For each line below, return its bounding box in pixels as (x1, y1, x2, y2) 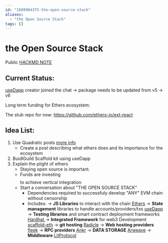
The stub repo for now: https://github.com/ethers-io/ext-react (5, 112, 133, 117)
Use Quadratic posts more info (12, 139, 76, 145)
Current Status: (5, 73, 55, 82)
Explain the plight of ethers (12, 160, 69, 166)
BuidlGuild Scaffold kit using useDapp (12, 155, 91, 161)
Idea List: (5, 126, 35, 135)
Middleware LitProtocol (27, 232, 77, 238)
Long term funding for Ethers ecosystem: (5, 102, 90, 108)
